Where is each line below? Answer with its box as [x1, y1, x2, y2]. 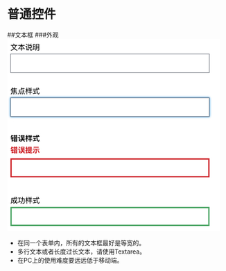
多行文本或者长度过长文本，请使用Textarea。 [17, 247, 146, 256]
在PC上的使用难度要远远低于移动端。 [17, 256, 123, 264]
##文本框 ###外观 [7, 31, 59, 39]
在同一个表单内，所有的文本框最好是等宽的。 [17, 238, 146, 247]
